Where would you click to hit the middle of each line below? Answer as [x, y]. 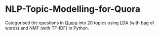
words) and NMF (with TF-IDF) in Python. [47, 28]
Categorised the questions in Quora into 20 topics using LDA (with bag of [80, 23]
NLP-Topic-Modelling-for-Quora [73, 9]
